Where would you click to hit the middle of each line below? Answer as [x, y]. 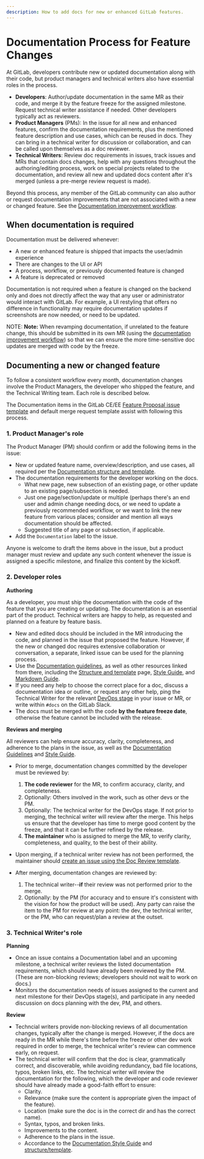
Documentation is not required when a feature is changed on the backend [99, 289]
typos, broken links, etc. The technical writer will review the [90, 1072]
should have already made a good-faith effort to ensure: [86, 1085]
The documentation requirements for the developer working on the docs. [107, 478]
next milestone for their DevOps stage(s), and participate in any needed [105, 997]
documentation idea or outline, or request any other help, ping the [98, 691]
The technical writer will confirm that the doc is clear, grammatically [100, 1059]
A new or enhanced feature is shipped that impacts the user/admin [99, 251]
